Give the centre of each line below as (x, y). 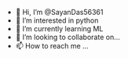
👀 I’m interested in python (57, 20)
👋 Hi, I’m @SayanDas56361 (59, 12)
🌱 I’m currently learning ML (59, 29)
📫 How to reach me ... (52, 46)
